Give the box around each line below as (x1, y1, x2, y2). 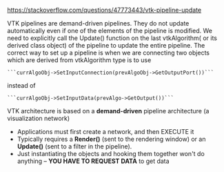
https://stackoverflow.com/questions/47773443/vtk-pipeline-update (7, 6, 202, 14)
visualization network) (7, 114, 70, 122)
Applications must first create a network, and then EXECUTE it (17, 128, 194, 135)
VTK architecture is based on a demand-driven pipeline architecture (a (7, 107, 210, 115)
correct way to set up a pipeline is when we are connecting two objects (7, 48, 210, 57)
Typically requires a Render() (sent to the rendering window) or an (17, 135, 206, 143)
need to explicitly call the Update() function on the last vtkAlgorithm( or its (7, 34, 217, 42)
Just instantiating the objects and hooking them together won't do (17, 150, 205, 157)
